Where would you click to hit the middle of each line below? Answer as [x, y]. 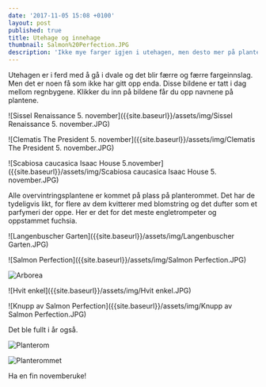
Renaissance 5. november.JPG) [59, 124]
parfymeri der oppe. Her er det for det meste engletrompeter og [112, 212]
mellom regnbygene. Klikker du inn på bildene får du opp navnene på [121, 92]
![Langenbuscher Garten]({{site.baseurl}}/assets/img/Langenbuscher [122, 236]
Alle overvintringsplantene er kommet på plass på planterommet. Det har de [132, 195]
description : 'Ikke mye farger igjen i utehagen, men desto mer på [122, 52]
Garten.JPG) [28, 244]
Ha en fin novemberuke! [47, 376]
